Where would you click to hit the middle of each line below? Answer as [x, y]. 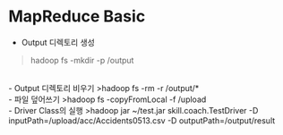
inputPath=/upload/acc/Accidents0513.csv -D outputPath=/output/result [142, 120]
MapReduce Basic [77, 17]
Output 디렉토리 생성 [58, 42]
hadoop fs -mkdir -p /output [82, 60]
